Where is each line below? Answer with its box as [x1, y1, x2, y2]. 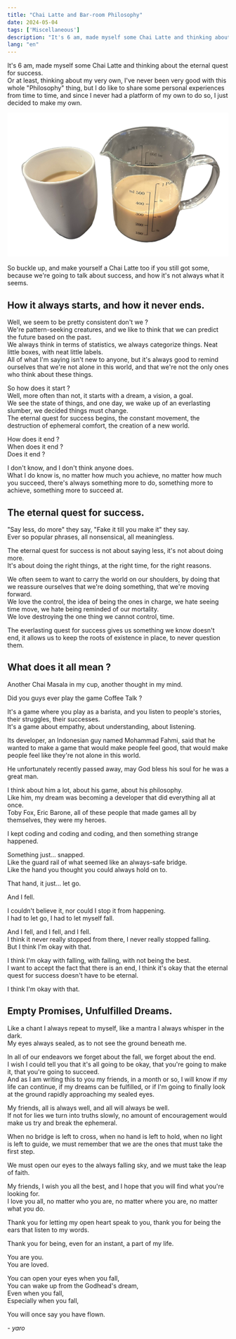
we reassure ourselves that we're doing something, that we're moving [7, 583, 209, 591]
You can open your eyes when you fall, [7, 1273, 119, 1282]
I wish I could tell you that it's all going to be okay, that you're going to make [7, 1060, 227, 1069]
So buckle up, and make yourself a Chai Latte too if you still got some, [7, 264, 210, 273]
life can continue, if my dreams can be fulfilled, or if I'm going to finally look [7, 1082, 226, 1091]
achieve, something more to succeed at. [7, 486, 124, 494]
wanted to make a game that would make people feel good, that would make [7, 743, 228, 752]
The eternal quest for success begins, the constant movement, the [7, 414, 200, 423]
